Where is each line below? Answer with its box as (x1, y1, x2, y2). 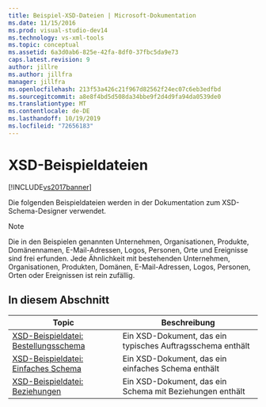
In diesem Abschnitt (8, 294, 109, 307)
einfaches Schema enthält (122, 363, 220, 374)
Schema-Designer (8, 206, 68, 215)
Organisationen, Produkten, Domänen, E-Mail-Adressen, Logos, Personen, (8, 262, 251, 272)
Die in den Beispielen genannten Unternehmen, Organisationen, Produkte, (8, 237, 249, 246)
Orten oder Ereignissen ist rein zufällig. (8, 270, 135, 280)
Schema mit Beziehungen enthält (122, 386, 245, 397)
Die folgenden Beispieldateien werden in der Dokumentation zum (8, 197, 220, 207)
